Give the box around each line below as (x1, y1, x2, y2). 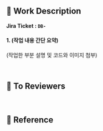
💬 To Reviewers (6, 81, 65, 92)
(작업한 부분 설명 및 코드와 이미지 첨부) (6, 52, 98, 59)
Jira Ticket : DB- (6, 22, 47, 29)
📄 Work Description (6, 6, 82, 16)
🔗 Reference (6, 115, 53, 125)
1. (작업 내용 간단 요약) (6, 37, 59, 44)
